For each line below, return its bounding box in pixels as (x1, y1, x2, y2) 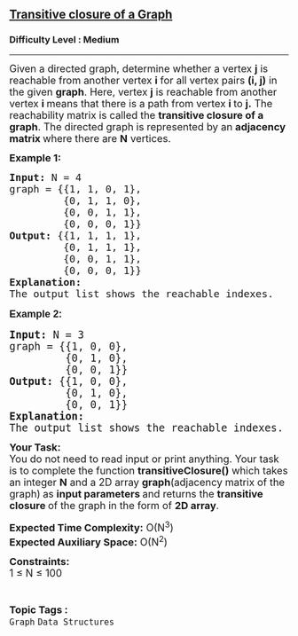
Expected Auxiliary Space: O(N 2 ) (9, 532, 169, 548)
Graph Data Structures (9, 616, 115, 628)
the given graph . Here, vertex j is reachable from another (9, 85, 278, 98)
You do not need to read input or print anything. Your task (9, 452, 279, 465)
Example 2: (9, 308, 63, 320)
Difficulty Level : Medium (9, 34, 120, 46)
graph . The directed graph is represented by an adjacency (9, 120, 286, 133)
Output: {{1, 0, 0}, (9, 374, 129, 388)
